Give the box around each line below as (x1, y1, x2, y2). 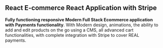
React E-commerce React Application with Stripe (5, 4, 157, 12)
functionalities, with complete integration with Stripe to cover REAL (5, 32, 140, 38)
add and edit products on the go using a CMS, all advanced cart (5, 27, 134, 33)
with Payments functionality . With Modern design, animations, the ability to (5, 22, 159, 28)
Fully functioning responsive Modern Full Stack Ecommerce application (5, 16, 153, 22)
